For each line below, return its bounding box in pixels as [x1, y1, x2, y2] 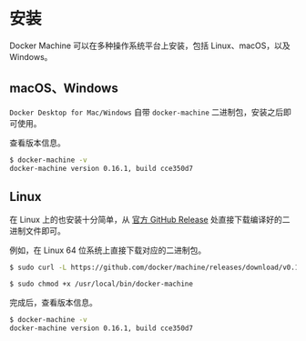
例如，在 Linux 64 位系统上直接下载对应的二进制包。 [9, 245, 207, 256]
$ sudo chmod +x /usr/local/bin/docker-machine [9, 279, 194, 289]
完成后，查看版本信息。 [9, 297, 97, 308]
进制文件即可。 [9, 226, 66, 236]
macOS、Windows [9, 81, 118, 96]
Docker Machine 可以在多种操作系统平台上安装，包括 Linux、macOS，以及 [9, 40, 291, 51]
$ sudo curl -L [9, 263, 67, 273]
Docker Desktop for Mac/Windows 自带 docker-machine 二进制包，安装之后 [9, 106, 284, 117]
